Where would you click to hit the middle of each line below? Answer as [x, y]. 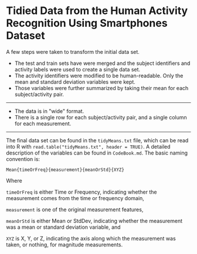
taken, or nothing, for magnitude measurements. [64, 245]
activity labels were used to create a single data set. [77, 69]
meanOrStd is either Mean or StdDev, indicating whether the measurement [94, 221]
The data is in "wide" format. [49, 111]
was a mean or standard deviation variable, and [64, 227]
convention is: [23, 159]
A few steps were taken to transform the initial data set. [73, 52]
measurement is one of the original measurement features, [75, 210]
